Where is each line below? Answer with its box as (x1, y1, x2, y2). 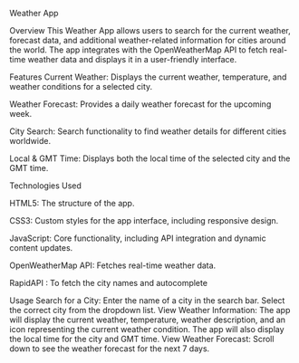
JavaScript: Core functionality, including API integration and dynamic (9, 233, 266, 244)
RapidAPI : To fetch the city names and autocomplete (9, 278, 208, 288)
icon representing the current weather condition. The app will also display (9, 324, 285, 334)
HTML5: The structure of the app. (9, 198, 135, 208)
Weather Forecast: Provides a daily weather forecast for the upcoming (9, 99, 272, 110)
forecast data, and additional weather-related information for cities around (9, 35, 286, 45)
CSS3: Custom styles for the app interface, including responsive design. (9, 215, 279, 225)
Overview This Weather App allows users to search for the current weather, (9, 25, 292, 35)
